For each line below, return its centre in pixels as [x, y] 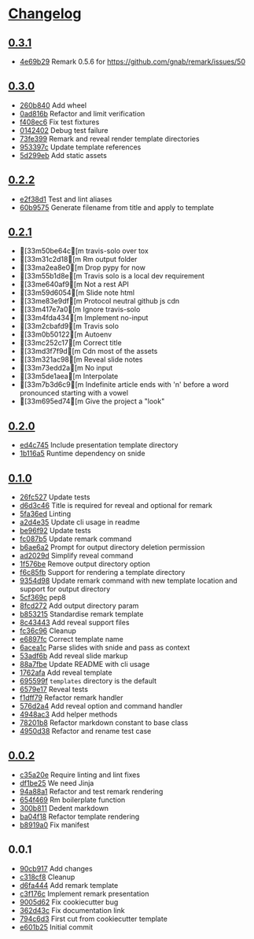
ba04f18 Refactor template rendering [79, 816]
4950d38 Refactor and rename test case [85, 731]
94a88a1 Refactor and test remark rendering [91, 791]
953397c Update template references [80, 147]
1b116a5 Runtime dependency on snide [82, 454]
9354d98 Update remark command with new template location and [128, 581]
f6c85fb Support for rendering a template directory [102, 573]
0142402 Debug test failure [64, 130]
